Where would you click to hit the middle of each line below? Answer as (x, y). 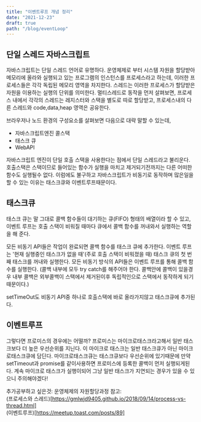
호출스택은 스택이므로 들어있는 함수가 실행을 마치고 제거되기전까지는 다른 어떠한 (99, 167)
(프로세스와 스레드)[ (29, 399)
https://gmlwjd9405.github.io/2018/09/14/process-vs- (119, 399)
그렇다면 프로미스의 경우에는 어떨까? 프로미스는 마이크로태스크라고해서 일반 (94, 341)
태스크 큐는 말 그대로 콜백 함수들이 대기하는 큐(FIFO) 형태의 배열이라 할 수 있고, (98, 219)
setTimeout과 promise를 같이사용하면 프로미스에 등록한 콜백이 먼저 (85, 363)
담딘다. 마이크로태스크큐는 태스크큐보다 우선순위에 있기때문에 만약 (114, 356)
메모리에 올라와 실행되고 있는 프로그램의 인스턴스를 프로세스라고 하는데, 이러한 (97, 78)
